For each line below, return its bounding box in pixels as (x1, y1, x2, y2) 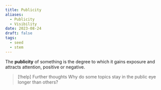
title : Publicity (5, 7, 42, 13)
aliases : (5, 12, 24, 17)
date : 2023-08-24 (5, 26, 42, 31)
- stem (10, 45, 24, 50)
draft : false (5, 31, 33, 36)
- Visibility (10, 21, 37, 27)
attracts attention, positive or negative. (5, 64, 86, 70)
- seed (10, 40, 24, 45)
